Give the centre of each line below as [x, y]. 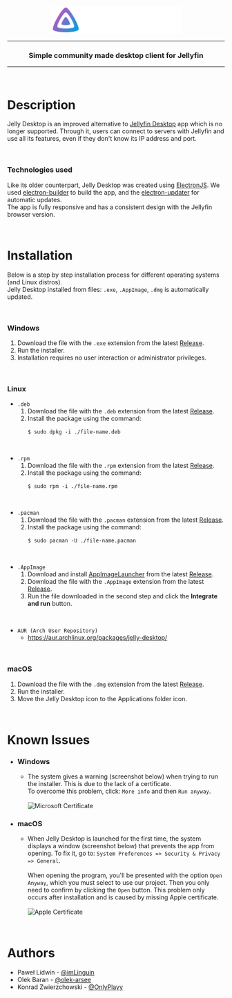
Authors [31, 953]
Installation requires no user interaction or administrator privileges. [112, 358]
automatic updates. [35, 199]
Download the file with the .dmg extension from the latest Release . [110, 684]
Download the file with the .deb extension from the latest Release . [121, 411]
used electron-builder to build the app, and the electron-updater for [103, 192]
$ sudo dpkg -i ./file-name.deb [74, 432]
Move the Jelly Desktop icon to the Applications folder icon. [102, 698]
